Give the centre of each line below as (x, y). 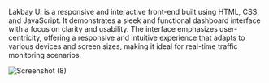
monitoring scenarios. (45, 55)
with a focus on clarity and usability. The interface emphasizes (113, 29)
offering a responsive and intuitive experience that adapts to (144, 37)
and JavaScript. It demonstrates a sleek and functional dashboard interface (135, 20)
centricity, (25, 37)
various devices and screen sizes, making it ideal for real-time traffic (123, 46)
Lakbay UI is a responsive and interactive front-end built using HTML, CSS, (134, 12)
